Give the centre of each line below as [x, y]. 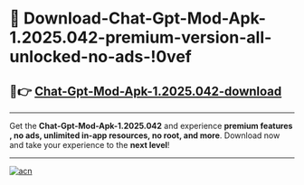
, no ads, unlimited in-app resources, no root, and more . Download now [145, 135]
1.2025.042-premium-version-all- [141, 37]
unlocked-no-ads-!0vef [100, 57]
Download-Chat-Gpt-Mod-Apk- [145, 18]
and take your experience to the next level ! [90, 145]
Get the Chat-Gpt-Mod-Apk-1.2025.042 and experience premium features [151, 126]
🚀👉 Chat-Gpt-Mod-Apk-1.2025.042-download [146, 91]
